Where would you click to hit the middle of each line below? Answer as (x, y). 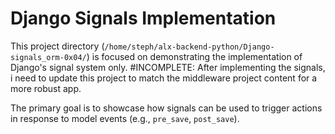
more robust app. (46, 88)
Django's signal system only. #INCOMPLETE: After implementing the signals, (168, 67)
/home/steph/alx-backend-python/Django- (189, 47)
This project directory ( (57, 46)
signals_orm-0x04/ (48, 57)
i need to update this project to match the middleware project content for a (164, 78)
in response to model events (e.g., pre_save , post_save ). (125, 118)
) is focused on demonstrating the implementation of (194, 56)
